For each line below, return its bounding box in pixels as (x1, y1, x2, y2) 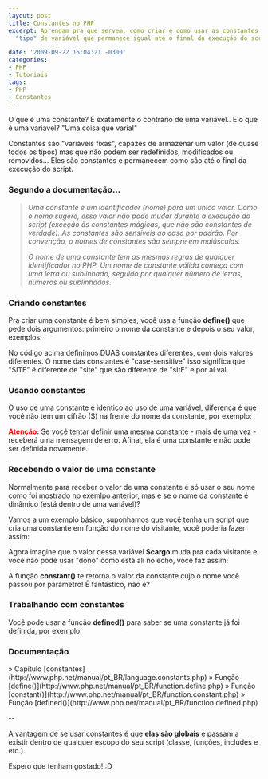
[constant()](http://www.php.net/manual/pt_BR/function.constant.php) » (8, 690, 246, 699)
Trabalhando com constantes (8, 599, 125, 610)
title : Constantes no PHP (8, 19, 94, 27)
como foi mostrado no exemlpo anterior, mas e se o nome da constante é (8, 491, 249, 500)
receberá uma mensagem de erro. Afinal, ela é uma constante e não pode (8, 435, 251, 445)
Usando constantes (8, 384, 86, 395)
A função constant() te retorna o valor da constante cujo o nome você (8, 570, 240, 580)
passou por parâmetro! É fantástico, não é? (8, 579, 150, 589)
